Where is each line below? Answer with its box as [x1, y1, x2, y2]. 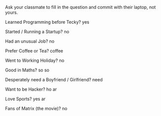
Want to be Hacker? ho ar [5, 86, 57, 92]
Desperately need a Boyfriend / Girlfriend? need [5, 77, 103, 82]
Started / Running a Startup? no [5, 29, 70, 34]
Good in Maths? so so [5, 67, 49, 73]
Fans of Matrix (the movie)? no [5, 106, 68, 111]
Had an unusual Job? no [5, 38, 55, 44]
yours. [5, 9, 18, 15]
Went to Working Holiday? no [5, 58, 65, 63]
